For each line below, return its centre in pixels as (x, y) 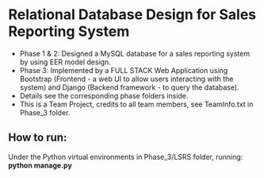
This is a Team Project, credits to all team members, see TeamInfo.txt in (136, 104)
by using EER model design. (65, 62)
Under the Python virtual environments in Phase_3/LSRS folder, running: (126, 157)
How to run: (38, 138)
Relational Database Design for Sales (132, 15)
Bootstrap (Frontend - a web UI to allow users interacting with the (126, 79)
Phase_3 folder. (45, 112)
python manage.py (40, 165)
